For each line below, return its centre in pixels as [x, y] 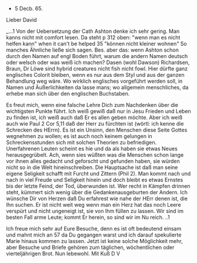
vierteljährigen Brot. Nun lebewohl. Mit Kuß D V [63, 254]
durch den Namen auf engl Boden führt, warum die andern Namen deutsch [97, 56]
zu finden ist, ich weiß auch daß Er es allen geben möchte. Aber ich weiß [94, 117]
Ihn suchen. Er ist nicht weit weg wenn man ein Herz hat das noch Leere [94, 205]
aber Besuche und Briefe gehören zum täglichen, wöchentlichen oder [90, 247]
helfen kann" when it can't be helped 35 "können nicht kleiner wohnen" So [96, 44]
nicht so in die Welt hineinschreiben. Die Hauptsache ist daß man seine [92, 167]
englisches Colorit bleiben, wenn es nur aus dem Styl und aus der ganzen [95, 75]
